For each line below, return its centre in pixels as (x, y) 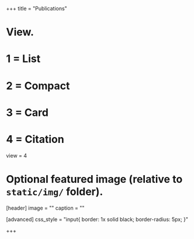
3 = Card (27, 112)
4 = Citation (35, 139)
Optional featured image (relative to (94, 179)
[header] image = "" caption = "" (45, 208)
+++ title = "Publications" (37, 8)
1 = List (23, 59)
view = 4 (17, 155)
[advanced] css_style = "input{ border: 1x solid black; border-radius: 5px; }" (97, 219)
